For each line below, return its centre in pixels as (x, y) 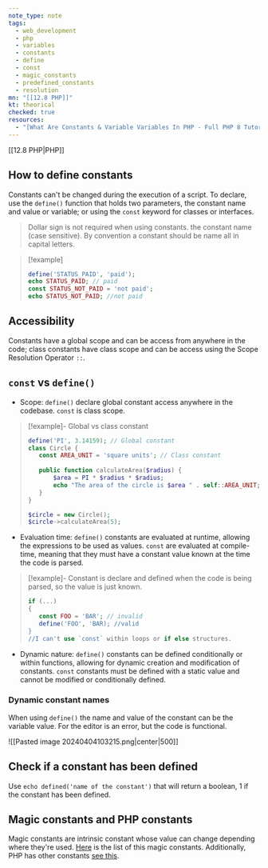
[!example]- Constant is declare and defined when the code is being (140, 578)
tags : (17, 23)
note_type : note (35, 16)
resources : (26, 120)
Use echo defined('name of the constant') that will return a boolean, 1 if (128, 786)
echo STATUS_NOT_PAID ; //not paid (85, 297)
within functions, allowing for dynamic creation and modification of (130, 662)
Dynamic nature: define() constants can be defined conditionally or (131, 654)
